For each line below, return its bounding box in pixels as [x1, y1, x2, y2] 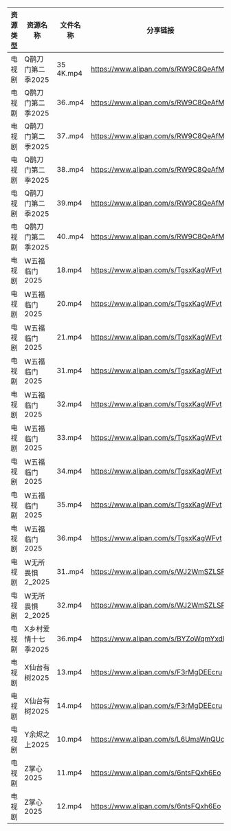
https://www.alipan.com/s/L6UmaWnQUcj [90, 735, 227, 744]
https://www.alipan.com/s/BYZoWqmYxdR [90, 634, 228, 643]
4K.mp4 [56, 69, 82, 78]
